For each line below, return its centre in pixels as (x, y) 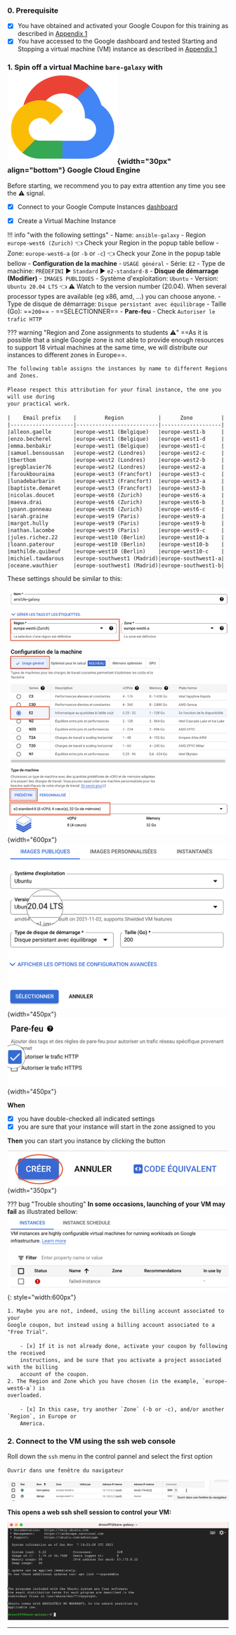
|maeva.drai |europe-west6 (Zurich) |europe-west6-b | (116, 502)
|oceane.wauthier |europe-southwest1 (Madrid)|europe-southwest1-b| (116, 565)
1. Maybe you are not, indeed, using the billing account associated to (116, 1311)
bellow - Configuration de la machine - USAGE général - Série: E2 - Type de (116, 263)
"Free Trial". (28, 1332)
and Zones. (23, 376)
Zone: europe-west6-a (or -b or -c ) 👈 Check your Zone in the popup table (114, 253)
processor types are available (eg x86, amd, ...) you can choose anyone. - (114, 296)
